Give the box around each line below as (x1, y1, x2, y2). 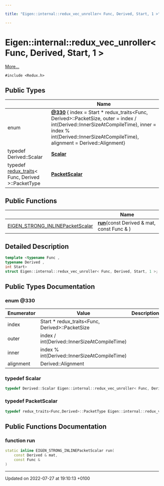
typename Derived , (5, 260, 45, 265)
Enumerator (7, 310, 36, 316)
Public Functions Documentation (5, 422, 107, 431)
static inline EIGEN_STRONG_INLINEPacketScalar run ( (5, 448, 115, 453)
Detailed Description (5, 242, 69, 250)
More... (5, 63, 20, 69)
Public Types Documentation (5, 282, 95, 291)
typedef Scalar (5, 375, 41, 382)
